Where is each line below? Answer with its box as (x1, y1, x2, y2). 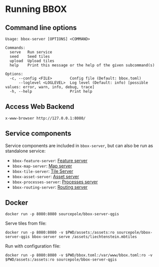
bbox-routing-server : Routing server (12, 184, 88, 190)
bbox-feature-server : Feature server (12, 157, 88, 163)
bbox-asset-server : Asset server (12, 173, 79, 179)
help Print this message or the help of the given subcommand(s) (9, 63, 155, 68)
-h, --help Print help (9, 89, 93, 94)
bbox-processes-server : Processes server (12, 179, 98, 185)
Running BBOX (5, 3, 67, 15)
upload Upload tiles (9, 58, 55, 63)
